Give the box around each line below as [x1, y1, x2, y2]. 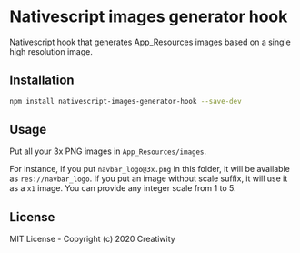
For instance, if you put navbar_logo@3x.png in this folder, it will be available [9, 164, 291, 175]
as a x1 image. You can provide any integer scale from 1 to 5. [9, 183, 236, 194]
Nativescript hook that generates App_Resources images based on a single [9, 36, 291, 47]
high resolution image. [9, 46, 93, 56]
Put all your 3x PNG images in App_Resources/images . [9, 146, 207, 157]
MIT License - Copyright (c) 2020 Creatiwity [9, 234, 175, 245]
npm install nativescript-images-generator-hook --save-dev [9, 96, 243, 106]
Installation [9, 73, 75, 88]
